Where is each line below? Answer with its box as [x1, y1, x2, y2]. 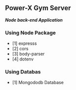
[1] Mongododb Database [12, 80, 64, 86]
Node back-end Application [5, 17, 63, 23]
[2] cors [12, 46, 28, 52]
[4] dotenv [12, 56, 34, 62]
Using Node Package [5, 29, 56, 36]
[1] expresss [12, 40, 37, 46]
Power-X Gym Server [5, 4, 71, 12]
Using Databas [5, 68, 41, 75]
